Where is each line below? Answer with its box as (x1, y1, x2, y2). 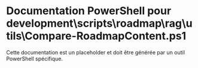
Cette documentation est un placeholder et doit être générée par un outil (6, 48, 185, 56)
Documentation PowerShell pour (6, 4, 172, 18)
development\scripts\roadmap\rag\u (6, 17, 193, 30)
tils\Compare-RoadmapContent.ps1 (6, 30, 187, 43)
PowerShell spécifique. (6, 55, 63, 62)
